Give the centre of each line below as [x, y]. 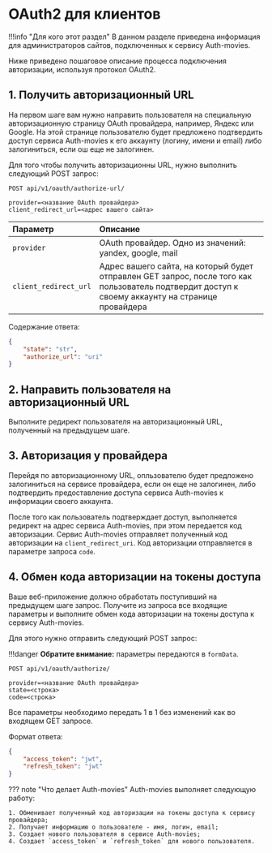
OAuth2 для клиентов [85, 14]
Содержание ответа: [44, 326]
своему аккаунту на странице [158, 296]
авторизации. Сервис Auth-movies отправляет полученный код [118, 534]
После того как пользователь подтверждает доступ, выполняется [123, 517]
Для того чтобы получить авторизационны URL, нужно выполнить [123, 165]
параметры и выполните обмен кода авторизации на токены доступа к [132, 614]
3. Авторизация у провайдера [88, 456]
